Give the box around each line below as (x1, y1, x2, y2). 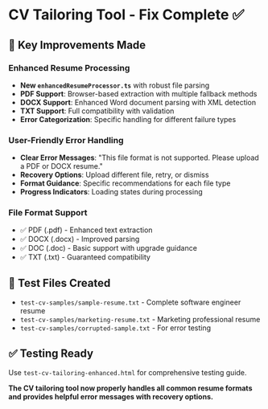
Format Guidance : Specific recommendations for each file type (19, 178, 231, 188)
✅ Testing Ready (8, 346, 94, 360)
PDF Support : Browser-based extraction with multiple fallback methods (19, 88, 258, 98)
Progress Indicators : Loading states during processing (19, 187, 203, 197)
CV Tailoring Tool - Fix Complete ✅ (8, 6, 245, 24)
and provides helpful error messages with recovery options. (8, 392, 213, 402)
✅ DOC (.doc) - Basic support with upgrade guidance (19, 243, 197, 253)
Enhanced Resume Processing (8, 62, 130, 73)
